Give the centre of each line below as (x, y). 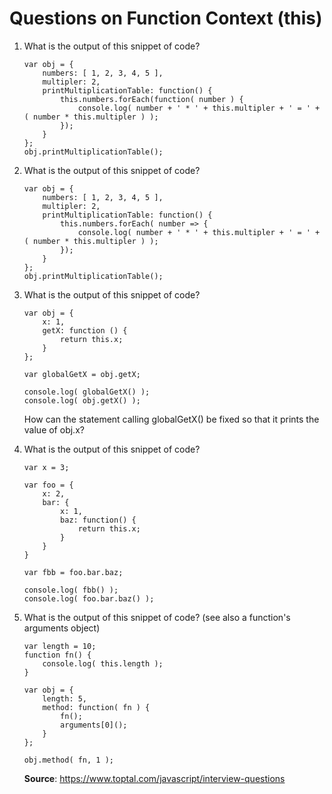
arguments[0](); (94, 725)
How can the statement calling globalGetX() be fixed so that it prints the (171, 419)
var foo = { (48, 485)
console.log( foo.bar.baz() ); (89, 598)
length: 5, (65, 698)
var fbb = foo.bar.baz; (73, 572)
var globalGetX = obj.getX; (82, 374)
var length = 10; (60, 646)
